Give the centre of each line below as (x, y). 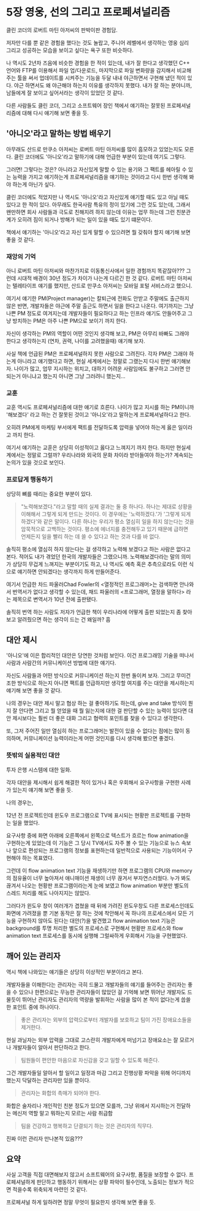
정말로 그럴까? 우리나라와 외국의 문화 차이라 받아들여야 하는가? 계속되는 (110, 455)
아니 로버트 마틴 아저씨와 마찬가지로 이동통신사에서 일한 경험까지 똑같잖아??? (96, 271)
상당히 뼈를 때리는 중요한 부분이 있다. (49, 493)
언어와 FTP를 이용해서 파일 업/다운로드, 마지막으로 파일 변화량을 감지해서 (91, 70)
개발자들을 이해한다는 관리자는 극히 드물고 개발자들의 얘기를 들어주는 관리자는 (96, 984)
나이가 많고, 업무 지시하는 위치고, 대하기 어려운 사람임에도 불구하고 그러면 (99, 369)
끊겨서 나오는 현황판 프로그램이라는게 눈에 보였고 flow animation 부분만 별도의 (98, 885)
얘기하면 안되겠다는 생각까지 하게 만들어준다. (69, 571)
